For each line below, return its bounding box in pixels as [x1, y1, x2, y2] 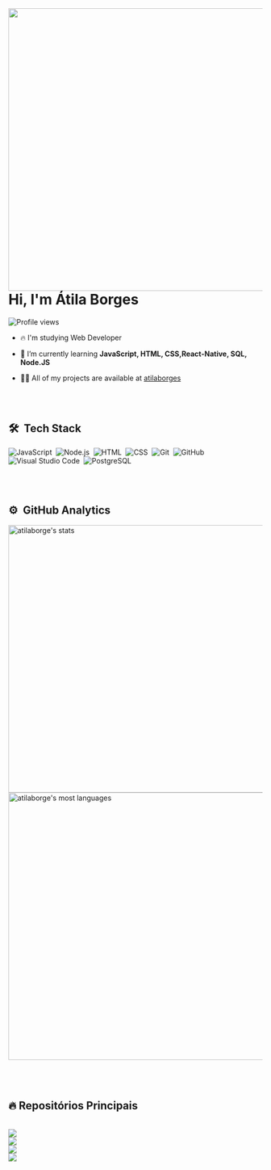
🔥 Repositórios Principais [8, 1098, 139, 1113]
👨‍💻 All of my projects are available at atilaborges [19, 373, 181, 383]
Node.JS [19, 357, 51, 367]
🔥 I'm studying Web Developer [19, 333, 123, 342]
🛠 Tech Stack [8, 421, 82, 435]
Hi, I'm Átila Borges [8, 291, 140, 308]
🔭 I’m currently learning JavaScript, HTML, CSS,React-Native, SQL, [19, 349, 248, 359]
